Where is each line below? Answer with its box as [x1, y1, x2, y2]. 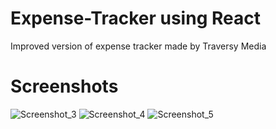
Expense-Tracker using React [10, 7, 261, 30]
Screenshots [10, 75, 119, 98]
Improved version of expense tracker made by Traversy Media [10, 40, 267, 52]
